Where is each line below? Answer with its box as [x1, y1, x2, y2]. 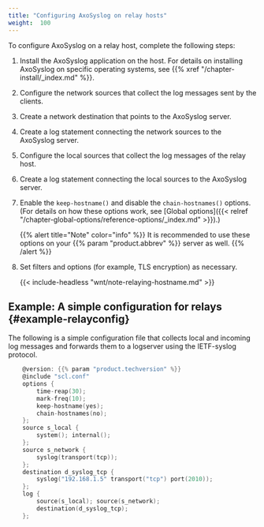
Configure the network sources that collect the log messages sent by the [19, 88, 257, 97]
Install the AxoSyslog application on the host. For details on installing [19, 56, 243, 65]
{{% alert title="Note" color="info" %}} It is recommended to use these [19, 230, 251, 239]
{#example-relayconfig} [8, 312, 130, 326]
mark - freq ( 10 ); [36, 394, 87, 402]
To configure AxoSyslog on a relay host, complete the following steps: [8, 40, 236, 50]
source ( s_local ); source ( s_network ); [36, 498, 160, 506]
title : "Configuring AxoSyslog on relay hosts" [8, 11, 168, 20]
